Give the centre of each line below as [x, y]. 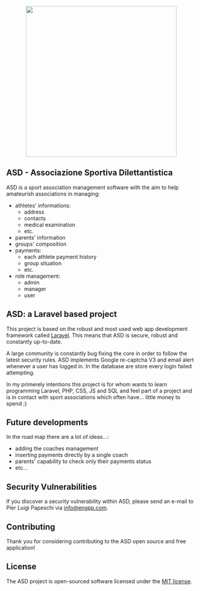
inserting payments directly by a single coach [71, 455]
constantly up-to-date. [34, 342]
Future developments [47, 423]
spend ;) [17, 403]
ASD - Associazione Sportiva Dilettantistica [89, 173]
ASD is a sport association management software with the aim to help [92, 187]
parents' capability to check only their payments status [83, 461]
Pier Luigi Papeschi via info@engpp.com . [57, 508]
